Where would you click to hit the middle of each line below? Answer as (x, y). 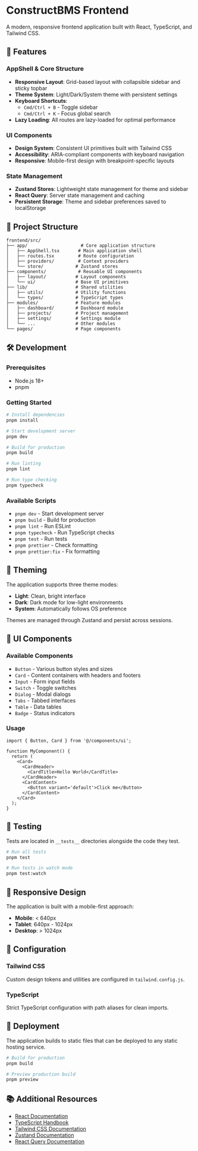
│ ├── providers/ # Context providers (67, 261)
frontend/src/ (24, 241)
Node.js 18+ (29, 381)
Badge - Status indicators (45, 713)
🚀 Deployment (33, 1026)
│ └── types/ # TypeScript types (65, 298)
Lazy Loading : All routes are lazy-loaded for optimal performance (95, 120)
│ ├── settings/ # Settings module (63, 319)
